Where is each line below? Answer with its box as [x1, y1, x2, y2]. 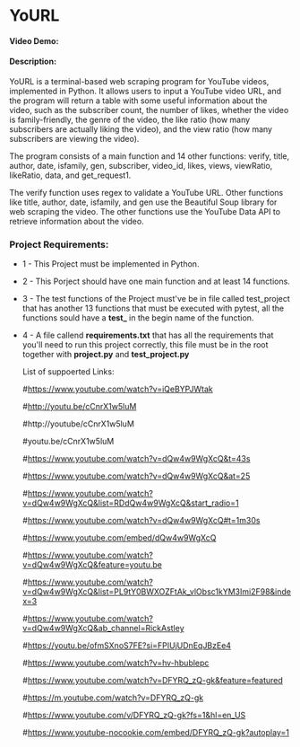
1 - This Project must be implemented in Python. [21, 259, 200, 269]
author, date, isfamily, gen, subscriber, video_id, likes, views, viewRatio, [9, 160, 273, 171]
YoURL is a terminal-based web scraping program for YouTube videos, [9, 75, 270, 86]
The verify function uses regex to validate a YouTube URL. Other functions [9, 187, 284, 198]
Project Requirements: [9, 238, 109, 250]
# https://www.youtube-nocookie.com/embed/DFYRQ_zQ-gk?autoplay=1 [21, 727, 289, 738]
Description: [9, 56, 56, 67]
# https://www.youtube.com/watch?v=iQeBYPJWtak [21, 383, 213, 395]
